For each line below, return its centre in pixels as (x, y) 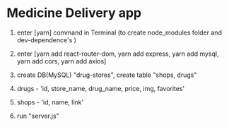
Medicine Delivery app (74, 13)
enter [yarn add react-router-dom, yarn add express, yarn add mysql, (118, 54)
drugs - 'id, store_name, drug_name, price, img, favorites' (101, 88)
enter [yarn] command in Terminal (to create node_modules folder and (119, 32)
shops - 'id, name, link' (50, 102)
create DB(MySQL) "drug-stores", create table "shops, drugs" (107, 75)
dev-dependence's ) (47, 40)
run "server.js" (38, 116)
